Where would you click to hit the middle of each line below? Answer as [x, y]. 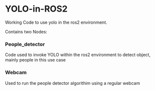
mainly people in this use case [35, 60]
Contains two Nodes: [26, 31]
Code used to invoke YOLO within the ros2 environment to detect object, [78, 55]
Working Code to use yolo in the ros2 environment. [56, 22]
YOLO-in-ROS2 [36, 9]
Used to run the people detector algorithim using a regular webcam [73, 83]
